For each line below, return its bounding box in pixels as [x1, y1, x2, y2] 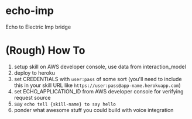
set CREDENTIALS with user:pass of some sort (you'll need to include [13, 75, 182, 82]
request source [13, 94, 51, 101]
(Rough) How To [5, 44, 85, 57]
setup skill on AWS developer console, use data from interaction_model [13, 63, 187, 70]
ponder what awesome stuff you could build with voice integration [13, 106, 174, 113]
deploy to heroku [13, 69, 56, 76]
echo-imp [5, 4, 54, 17]
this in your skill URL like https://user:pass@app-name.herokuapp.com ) [13, 82, 181, 89]
